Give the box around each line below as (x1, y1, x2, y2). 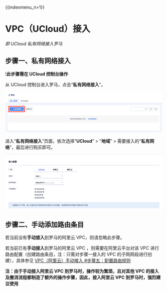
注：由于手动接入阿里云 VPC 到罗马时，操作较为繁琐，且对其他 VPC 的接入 (5, 268, 160, 274)
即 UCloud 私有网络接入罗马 (5, 40, 63, 46)
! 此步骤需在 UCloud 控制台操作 (5, 71, 68, 77)
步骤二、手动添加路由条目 (5, 220, 84, 229)
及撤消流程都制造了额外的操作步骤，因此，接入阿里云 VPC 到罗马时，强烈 (5, 275, 157, 281)
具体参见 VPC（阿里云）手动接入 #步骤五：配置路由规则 (15, 258, 131, 264)
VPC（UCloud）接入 (5, 23, 91, 34)
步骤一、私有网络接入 (5, 57, 71, 65)
